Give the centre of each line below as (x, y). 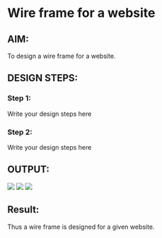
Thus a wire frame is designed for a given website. (81, 227)
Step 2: (20, 132)
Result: (23, 210)
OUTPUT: (28, 170)
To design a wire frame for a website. (62, 56)
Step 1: (19, 98)
